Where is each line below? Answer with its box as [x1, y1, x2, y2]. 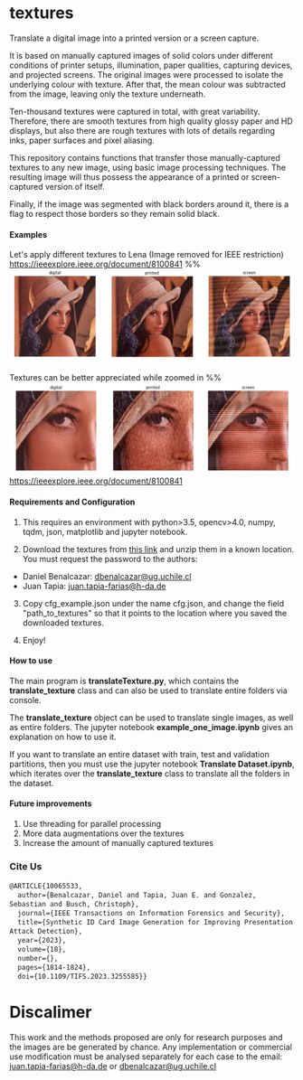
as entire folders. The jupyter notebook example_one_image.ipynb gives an [9, 721, 294, 732]
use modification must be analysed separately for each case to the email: [9, 1051, 283, 1062]
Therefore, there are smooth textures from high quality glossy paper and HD [9, 116, 294, 127]
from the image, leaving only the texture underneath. [9, 89, 206, 99]
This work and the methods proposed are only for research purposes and [9, 1032, 283, 1043]
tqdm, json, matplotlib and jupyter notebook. [22, 526, 188, 537]
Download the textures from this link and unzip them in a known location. [22, 543, 295, 554]
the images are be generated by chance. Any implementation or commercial [9, 1042, 292, 1053]
